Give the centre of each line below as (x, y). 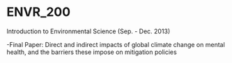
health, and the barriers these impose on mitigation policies (92, 52)
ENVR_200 (39, 12)
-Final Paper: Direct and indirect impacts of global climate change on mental (116, 44)
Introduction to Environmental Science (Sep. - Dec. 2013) (88, 31)
